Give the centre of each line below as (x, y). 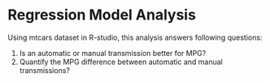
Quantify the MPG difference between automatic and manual (121, 62)
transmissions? (45, 70)
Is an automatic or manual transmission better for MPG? (113, 53)
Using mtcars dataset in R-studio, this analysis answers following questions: (135, 37)
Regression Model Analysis (102, 15)
